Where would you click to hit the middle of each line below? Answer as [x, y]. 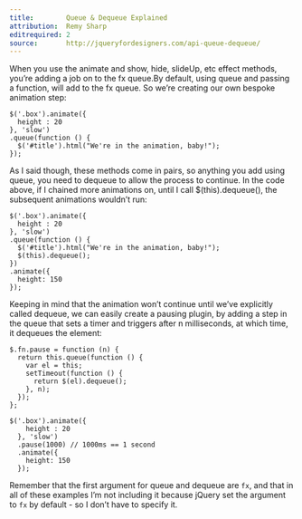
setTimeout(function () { [75, 374]
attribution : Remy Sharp [58, 26]
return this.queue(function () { [80, 358]
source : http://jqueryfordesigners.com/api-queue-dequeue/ [135, 43]
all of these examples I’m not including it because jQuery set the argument [148, 495]
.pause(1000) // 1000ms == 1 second [86, 445]
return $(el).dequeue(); [80, 381]
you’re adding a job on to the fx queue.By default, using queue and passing [150, 79]
